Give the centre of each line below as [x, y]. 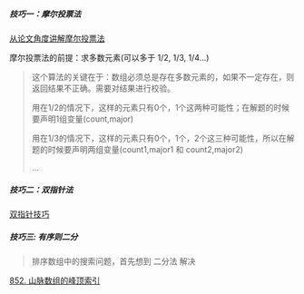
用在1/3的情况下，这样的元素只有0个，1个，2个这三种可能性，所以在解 [163, 138]
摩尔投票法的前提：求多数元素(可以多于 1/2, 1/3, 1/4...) [109, 57]
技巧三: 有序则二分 [44, 237]
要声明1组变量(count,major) [83, 119]
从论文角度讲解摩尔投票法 [57, 38]
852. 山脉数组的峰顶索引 [55, 280]
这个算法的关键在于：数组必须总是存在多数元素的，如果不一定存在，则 [163, 76]
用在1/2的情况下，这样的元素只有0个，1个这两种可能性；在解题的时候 [161, 107]
